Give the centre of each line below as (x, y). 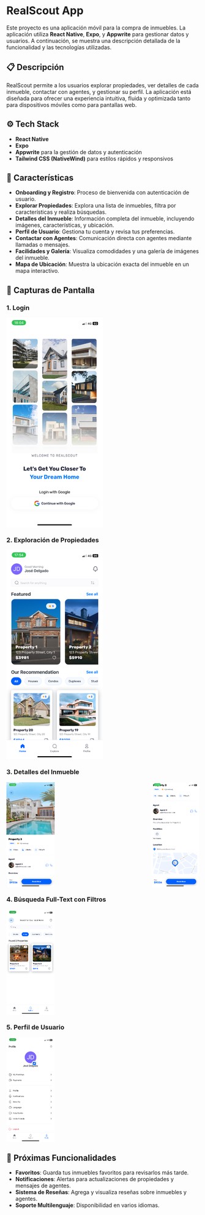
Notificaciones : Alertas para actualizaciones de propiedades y (95, 1179)
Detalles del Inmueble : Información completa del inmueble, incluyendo (105, 219)
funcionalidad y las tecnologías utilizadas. (59, 47)
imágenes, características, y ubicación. (65, 225)
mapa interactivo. (37, 271)
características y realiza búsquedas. (61, 212)
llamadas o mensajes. (43, 245)
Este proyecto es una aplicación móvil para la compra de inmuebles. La (96, 28)
